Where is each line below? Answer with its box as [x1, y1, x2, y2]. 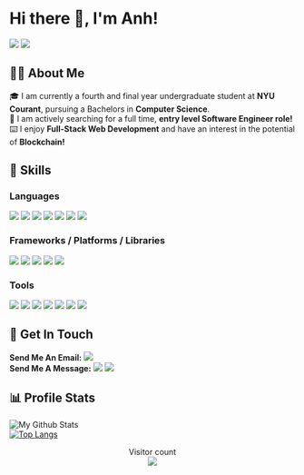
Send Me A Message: [9, 362, 92, 373]
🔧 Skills [9, 163, 52, 178]
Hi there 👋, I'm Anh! [9, 8, 159, 29]
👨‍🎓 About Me [9, 65, 85, 81]
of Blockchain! [9, 136, 65, 147]
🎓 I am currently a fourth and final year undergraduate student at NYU [9, 90, 275, 101]
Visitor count [128, 446, 177, 457]
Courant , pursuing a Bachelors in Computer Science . [9, 104, 211, 114]
